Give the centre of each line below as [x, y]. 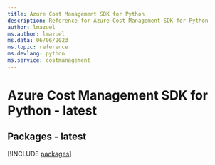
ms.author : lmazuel [36, 34]
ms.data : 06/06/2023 [38, 41]
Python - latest [52, 110]
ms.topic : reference [38, 47]
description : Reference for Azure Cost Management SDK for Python [108, 21]
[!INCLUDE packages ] [40, 154]
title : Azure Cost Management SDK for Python [76, 14]
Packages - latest [47, 137]
